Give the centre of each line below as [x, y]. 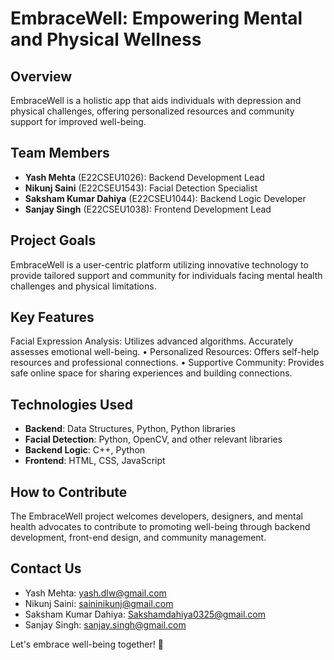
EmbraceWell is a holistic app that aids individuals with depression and [156, 100]
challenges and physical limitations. [83, 286]
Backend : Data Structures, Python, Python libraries [130, 429]
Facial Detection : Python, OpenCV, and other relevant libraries [153, 439]
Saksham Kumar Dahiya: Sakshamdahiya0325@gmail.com [145, 614]
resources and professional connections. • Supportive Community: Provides [167, 363]
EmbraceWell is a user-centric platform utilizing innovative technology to [159, 264]
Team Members [60, 153]
